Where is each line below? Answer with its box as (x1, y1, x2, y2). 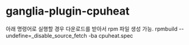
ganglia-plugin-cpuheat (5, 4, 130, 18)
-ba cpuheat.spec (88, 32, 134, 39)
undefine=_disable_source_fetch (5, 32, 87, 39)
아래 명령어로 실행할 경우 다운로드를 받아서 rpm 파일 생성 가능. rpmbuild (5, 25, 178, 32)
